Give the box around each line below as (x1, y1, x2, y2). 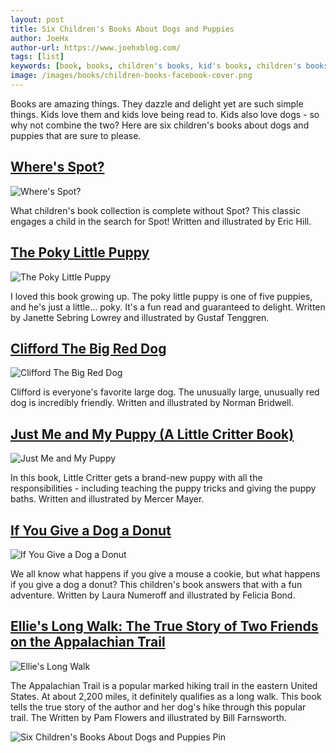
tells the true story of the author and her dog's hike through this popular (10, 701, 307, 713)
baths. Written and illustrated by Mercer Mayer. (10, 493, 205, 505)
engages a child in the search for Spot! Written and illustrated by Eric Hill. (10, 215, 312, 227)
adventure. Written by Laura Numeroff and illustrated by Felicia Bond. (10, 589, 296, 601)
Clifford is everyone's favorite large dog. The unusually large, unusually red (10, 386, 320, 398)
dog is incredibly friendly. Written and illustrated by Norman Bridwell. (10, 397, 294, 409)
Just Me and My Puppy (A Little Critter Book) (10, 426, 295, 443)
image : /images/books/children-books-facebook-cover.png (10, 71, 253, 81)
